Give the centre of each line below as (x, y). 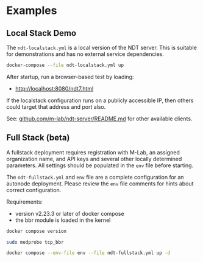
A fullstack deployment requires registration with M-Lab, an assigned (93, 152)
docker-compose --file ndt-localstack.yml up (65, 65)
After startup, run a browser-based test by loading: (70, 77)
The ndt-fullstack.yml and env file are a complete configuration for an (95, 177)
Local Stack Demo (41, 33)
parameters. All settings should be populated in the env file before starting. (100, 165)
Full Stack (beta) (38, 138)
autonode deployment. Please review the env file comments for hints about (100, 184)
